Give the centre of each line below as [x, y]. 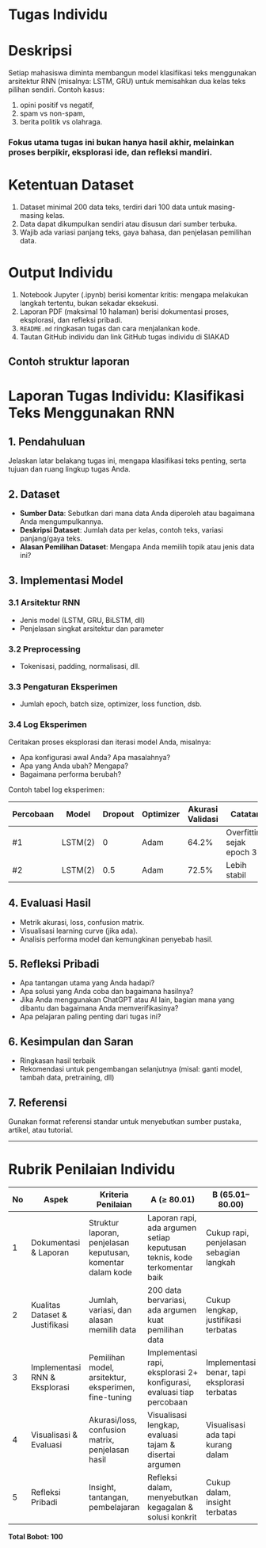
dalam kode [110, 1272]
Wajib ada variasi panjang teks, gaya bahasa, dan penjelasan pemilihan [135, 232]
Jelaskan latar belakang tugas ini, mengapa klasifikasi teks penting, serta [127, 461]
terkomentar [171, 1267]
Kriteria [114, 1194]
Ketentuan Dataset [71, 185]
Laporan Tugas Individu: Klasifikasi [126, 396]
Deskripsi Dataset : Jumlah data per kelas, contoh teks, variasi [121, 530]
